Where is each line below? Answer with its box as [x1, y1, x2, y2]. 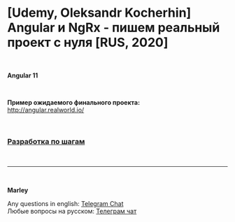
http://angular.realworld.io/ [7, 105, 85, 114]
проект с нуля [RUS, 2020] [7, 35, 169, 50]
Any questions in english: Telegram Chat [7, 200, 124, 208]
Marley [7, 186, 29, 195]
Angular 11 [7, 71, 38, 80]
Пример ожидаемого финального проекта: [7, 98, 141, 106]
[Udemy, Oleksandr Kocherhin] [7, 5, 192, 21]
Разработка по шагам [7, 136, 85, 146]
